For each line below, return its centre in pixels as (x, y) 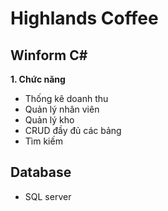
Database (41, 172)
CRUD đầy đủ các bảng (73, 130)
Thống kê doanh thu (66, 98)
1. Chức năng (38, 79)
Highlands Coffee (84, 18)
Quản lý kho (49, 120)
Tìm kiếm (43, 141)
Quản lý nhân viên (62, 109)
